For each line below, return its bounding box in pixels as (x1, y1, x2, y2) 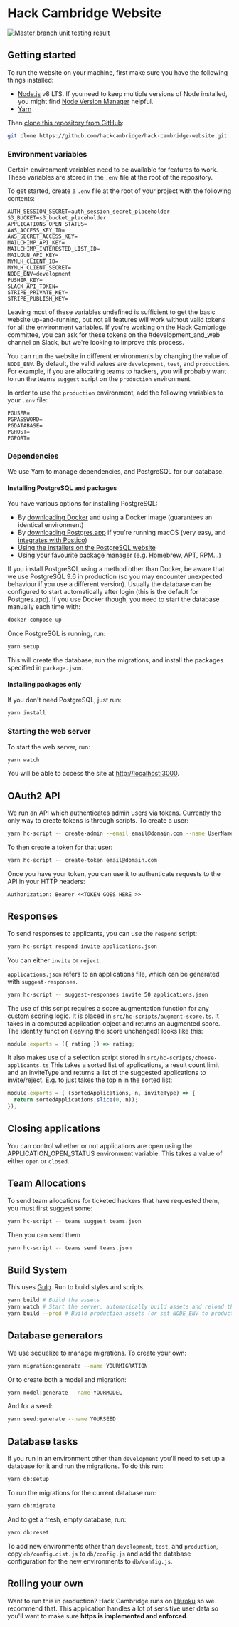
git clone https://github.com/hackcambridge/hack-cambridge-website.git (7, 132, 228, 140)
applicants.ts (7, 1062, 50, 1069)
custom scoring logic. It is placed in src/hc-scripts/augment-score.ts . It (7, 1012, 219, 1020)
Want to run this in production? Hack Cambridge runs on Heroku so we (7, 1596, 215, 1605)
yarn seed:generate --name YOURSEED (7, 1415, 116, 1423)
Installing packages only (7, 680, 82, 688)
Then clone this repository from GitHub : (7, 118, 124, 127)
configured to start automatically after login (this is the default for (7, 588, 199, 596)
